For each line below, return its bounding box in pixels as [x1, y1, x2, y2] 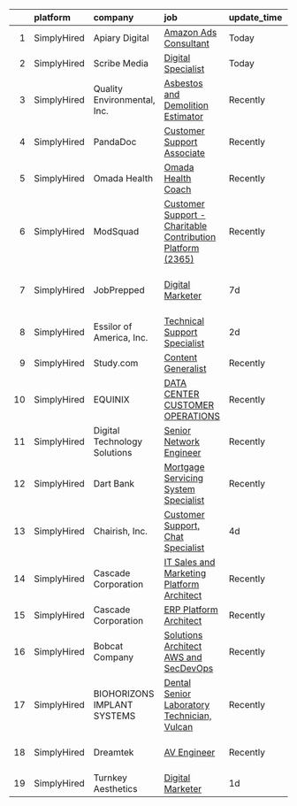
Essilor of [93, 320, 133, 333]
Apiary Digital [93, 32, 149, 43]
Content [164, 351, 197, 364]
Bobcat [93, 641, 124, 652]
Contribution [164, 231, 217, 242]
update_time [228, 12, 283, 23]
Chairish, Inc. [93, 526, 148, 537]
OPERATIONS [164, 411, 221, 422]
